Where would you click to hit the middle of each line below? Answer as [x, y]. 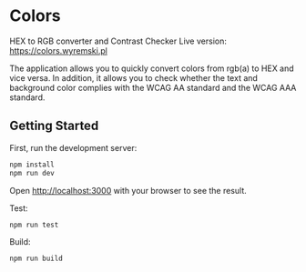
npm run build [36, 259]
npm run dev [32, 173]
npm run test [34, 225]
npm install [32, 165]
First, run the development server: [73, 147]
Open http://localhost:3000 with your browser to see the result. [128, 190]
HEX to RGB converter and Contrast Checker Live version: [118, 41]
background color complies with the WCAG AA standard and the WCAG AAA [153, 87]
